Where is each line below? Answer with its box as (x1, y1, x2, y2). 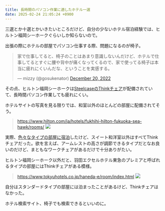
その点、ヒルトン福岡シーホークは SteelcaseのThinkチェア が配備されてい (5, 85, 153, 91)
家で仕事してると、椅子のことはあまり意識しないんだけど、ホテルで (17, 53, 155, 59)
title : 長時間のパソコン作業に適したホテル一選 (5, 7, 91, 12)
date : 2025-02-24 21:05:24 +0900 (5, 12, 74, 17)
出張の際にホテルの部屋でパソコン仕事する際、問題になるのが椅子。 (5, 42, 143, 48)
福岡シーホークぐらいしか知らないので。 (18, 32, 100, 38)
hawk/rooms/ (17, 124, 44, 130)
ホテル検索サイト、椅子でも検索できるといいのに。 (5, 200, 109, 206)
